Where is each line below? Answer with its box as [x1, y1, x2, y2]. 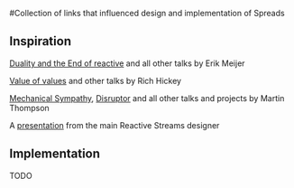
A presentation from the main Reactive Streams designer [9, 119, 220, 130]
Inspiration [9, 33, 72, 49]
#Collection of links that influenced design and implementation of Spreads [9, 8, 286, 18]
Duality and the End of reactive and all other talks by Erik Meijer [9, 58, 245, 69]
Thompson [9, 102, 50, 113]
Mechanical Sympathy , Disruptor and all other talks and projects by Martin [9, 92, 285, 103]
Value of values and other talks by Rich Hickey [9, 75, 182, 86]
